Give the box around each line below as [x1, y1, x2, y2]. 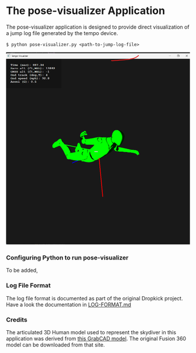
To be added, [6, 267, 38, 274]
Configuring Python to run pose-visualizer [6, 253, 129, 261]
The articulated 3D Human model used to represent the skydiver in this [6, 328, 177, 335]
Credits [6, 316, 27, 324]
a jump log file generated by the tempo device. [6, 29, 118, 36]
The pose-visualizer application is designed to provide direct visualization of [6, 23, 190, 30]
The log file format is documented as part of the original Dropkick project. [6, 295, 183, 302]
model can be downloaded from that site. [6, 341, 105, 348]
